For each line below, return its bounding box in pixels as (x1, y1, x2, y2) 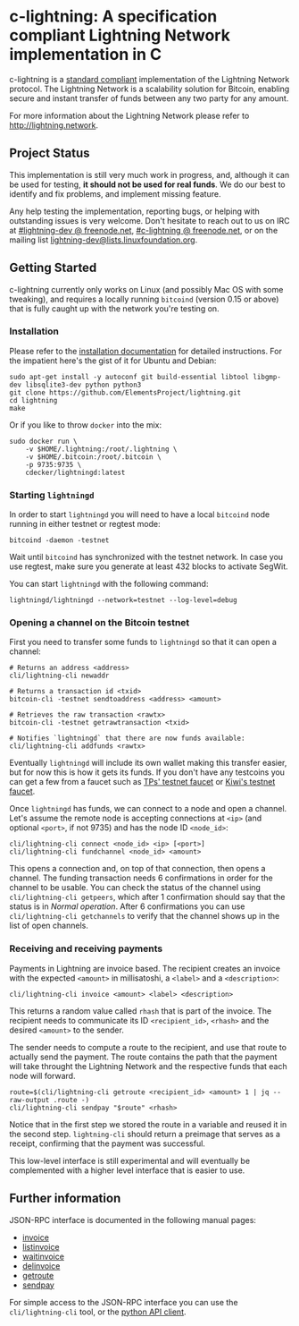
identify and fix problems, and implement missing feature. (9, 188, 221, 199)
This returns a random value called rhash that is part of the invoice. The (9, 1005, 272, 1016)
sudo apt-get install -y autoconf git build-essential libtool (9, 372, 250, 381)
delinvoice (21, 1260, 61, 1271)
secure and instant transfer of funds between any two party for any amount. (9, 92, 289, 104)
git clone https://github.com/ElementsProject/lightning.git (9, 387, 242, 397)
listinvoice (21, 1241, 60, 1252)
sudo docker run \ (9, 437, 78, 446)
